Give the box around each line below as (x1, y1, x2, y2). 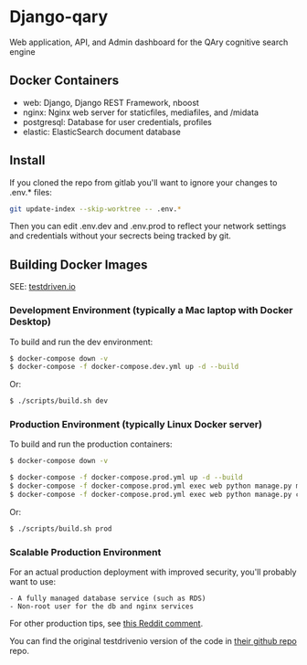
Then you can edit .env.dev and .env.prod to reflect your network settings (9, 221, 287, 232)
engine (9, 46, 36, 57)
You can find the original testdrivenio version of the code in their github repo (9, 636, 297, 647)
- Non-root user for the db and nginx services (9, 602, 195, 611)
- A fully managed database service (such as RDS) (9, 594, 206, 604)
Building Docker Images (9, 257, 148, 272)
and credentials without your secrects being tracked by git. (9, 230, 231, 241)
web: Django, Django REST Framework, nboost (22, 97, 199, 108)
